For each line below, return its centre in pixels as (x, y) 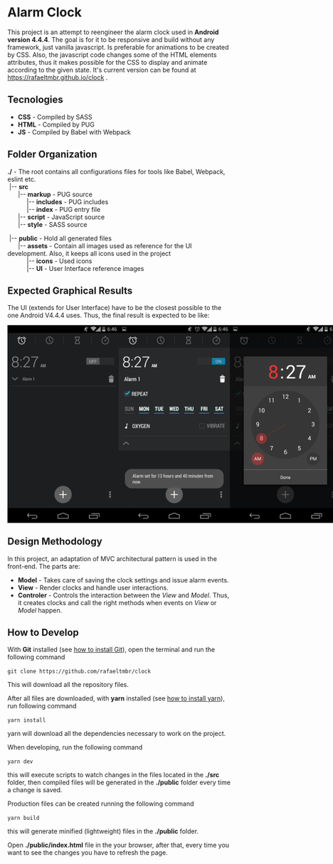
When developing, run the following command (75, 747)
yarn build (23, 818)
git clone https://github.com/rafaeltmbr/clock (79, 672)
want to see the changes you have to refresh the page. (88, 853)
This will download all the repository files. (68, 685)
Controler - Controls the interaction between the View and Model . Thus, (123, 595)
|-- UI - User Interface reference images (85, 268)
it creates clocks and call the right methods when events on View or (117, 602)
